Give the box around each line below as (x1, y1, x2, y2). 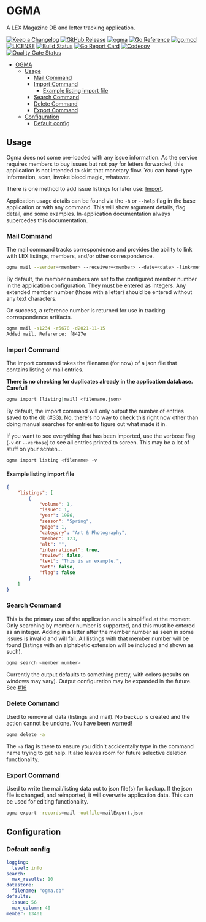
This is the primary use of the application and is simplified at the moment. (6, 615, 192, 622)
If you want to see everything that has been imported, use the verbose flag (6, 432, 196, 440)
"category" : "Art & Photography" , (39, 529, 128, 536)
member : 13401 (6, 910, 43, 916)
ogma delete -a (6, 732, 45, 738)
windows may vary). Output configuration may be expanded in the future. (6, 677, 192, 684)
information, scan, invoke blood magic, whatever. (6, 173, 131, 180)
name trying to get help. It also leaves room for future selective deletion (6, 749, 187, 756)
